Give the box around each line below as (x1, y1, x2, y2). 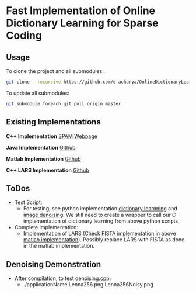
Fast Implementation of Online (6, 4, 156, 18)
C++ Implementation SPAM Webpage (6, 133, 97, 140)
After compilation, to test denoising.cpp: (14, 275, 111, 282)
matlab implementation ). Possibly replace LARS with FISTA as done (23, 236, 185, 243)
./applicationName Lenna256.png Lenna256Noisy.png (23, 281, 153, 288)
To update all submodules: (6, 89, 70, 96)
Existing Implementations (6, 117, 101, 127)
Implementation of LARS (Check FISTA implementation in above (23, 230, 176, 237)
